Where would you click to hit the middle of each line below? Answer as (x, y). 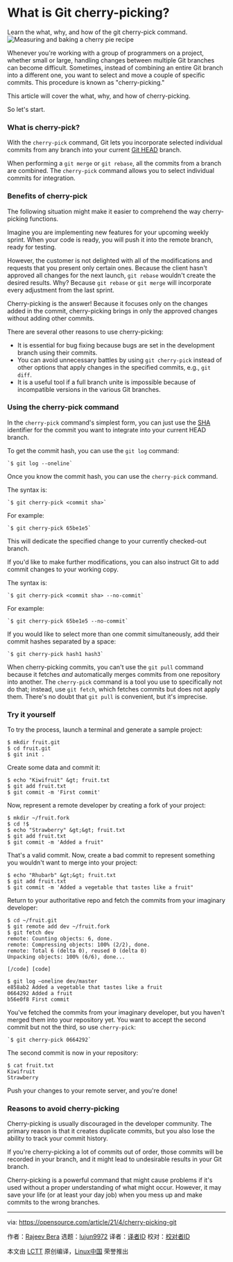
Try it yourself (32, 714)
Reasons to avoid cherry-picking (63, 1108)
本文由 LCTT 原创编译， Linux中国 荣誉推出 (68, 1252)
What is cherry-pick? (44, 127)
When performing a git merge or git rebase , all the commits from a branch (114, 163)
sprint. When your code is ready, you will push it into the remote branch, (110, 239)
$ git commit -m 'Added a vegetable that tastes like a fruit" (101, 887)
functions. (44, 219)
